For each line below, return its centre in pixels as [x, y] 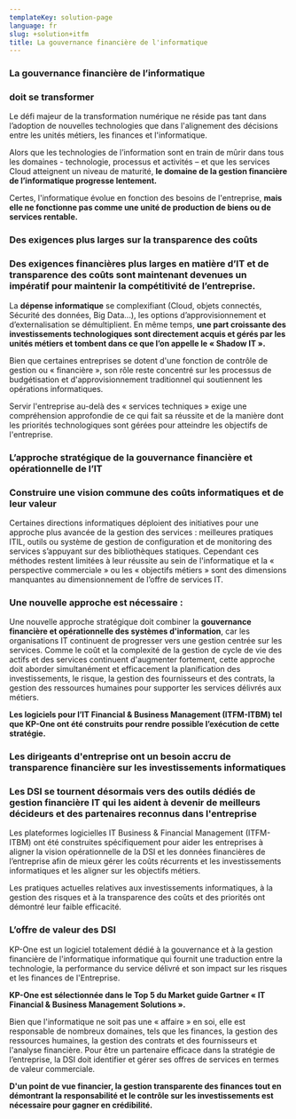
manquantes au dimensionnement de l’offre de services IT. [117, 579]
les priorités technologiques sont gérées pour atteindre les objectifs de [139, 425]
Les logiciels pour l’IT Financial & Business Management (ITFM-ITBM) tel [146, 715]
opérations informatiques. [56, 388]
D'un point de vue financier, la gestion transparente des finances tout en [145, 1086]
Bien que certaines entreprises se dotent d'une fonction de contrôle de [139, 360]
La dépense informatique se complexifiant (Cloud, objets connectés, [136, 305]
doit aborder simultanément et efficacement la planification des [125, 669]
